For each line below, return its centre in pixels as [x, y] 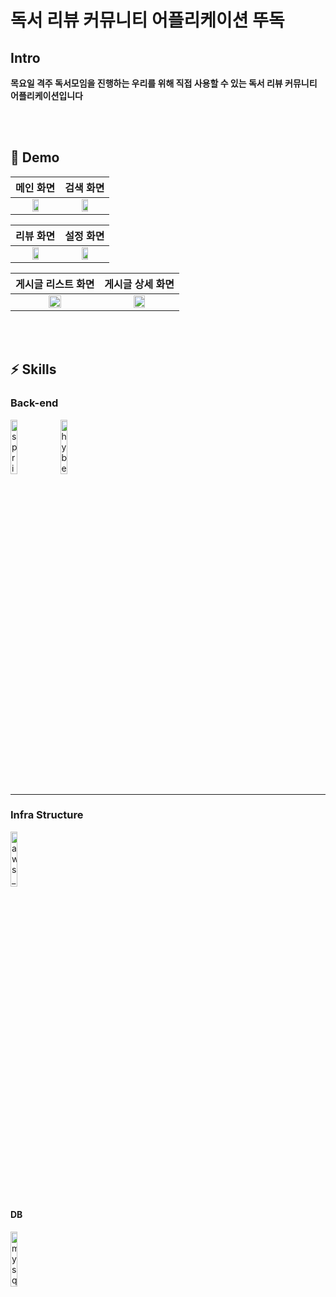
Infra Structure [47, 815]
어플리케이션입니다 [46, 95]
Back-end [34, 403]
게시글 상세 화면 [139, 284]
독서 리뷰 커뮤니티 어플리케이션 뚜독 [147, 20]
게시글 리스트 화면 [55, 284]
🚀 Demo [35, 157]
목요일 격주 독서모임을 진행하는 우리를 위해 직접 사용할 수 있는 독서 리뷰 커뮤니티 [164, 83]
